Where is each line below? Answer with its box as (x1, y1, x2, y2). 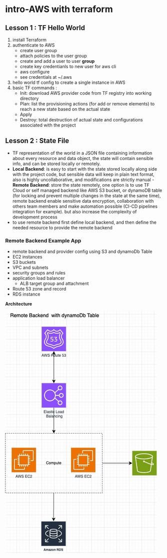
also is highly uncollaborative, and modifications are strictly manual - (12, 177, 154, 183)
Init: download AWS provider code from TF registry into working (19, 90, 151, 96)
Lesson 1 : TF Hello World (5, 24, 85, 32)
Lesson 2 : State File (5, 136, 69, 145)
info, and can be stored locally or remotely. (12, 161, 101, 167)
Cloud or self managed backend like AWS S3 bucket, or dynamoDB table (12, 187, 162, 193)
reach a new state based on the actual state (19, 106, 110, 112)
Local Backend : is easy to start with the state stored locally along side (12, 166, 157, 172)
